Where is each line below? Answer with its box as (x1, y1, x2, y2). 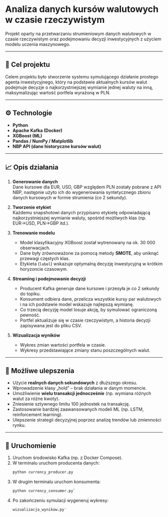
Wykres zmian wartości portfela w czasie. (19, 342, 106, 348)
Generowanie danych (12, 179, 58, 185)
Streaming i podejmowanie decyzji (12, 276, 86, 282)
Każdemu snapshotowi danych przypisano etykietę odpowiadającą (12, 210, 150, 216)
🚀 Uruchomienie (5, 441, 56, 450)
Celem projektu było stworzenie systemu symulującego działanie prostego (5, 73, 158, 79)
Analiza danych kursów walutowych (5, 3, 159, 15)
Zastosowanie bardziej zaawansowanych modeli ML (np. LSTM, (12, 406, 144, 413)
